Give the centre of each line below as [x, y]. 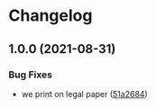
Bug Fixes [31, 75]
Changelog [50, 16]
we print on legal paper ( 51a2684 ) [84, 94]
